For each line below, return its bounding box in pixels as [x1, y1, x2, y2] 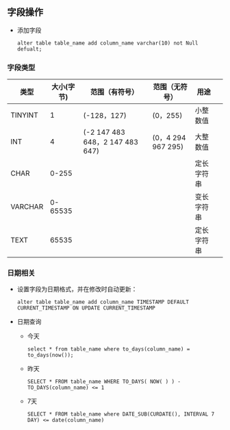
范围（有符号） [90, 88, 139, 97]
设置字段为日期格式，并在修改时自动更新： [16, 285, 138, 293]
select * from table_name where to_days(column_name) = [27, 346, 190, 353]
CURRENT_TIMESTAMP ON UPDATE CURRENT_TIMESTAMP [16, 305, 155, 312]
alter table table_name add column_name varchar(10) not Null [16, 40, 199, 47]
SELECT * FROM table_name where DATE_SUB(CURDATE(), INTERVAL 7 [27, 411, 215, 418]
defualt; [16, 45, 42, 53]
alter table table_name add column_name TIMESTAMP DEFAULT [16, 299, 190, 306]
